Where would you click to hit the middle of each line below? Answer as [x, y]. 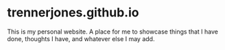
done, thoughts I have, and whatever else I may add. [81, 38]
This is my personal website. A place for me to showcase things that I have [113, 32]
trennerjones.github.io [73, 13]
